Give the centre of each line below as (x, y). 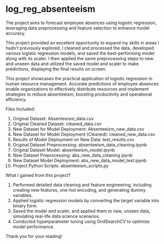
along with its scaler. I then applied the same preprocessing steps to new (80, 58)
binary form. (25, 206)
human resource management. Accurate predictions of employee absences (82, 84)
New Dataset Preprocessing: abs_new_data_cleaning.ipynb (73, 155)
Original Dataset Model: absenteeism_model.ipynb (64, 150)
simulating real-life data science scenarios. (56, 216)
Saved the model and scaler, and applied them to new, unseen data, (82, 211)
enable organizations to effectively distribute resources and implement (77, 89)
